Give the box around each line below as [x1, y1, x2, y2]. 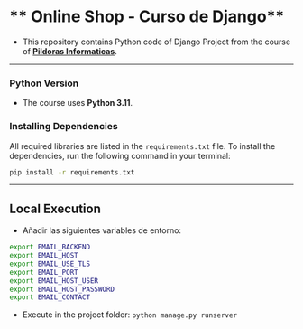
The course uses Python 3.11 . [22, 98, 133, 108]
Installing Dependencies [9, 120, 119, 133]
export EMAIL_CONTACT [9, 293, 91, 302]
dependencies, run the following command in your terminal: [9, 150, 232, 161]
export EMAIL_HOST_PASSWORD [9, 285, 115, 294]
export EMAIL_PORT [9, 268, 78, 277]
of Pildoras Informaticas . [22, 45, 117, 56]
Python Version [9, 77, 79, 89]
